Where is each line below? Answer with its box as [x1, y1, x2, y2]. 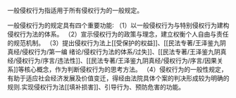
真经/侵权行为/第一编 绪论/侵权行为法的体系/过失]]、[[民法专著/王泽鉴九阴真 [7, 48, 227, 56]
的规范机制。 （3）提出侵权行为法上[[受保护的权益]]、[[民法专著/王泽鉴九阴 [7, 39, 227, 47]
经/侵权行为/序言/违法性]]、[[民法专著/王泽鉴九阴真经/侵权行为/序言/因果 [7, 56, 217, 65]
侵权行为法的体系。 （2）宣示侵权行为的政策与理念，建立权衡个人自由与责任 [7, 30, 229, 38]
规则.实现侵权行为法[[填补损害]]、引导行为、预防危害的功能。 [7, 83, 185, 91]
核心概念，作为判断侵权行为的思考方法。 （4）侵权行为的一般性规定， [24, 66, 228, 73]
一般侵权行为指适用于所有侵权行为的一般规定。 [7, 6, 143, 14]
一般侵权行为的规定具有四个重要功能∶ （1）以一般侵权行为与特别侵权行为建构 [7, 21, 230, 30]
